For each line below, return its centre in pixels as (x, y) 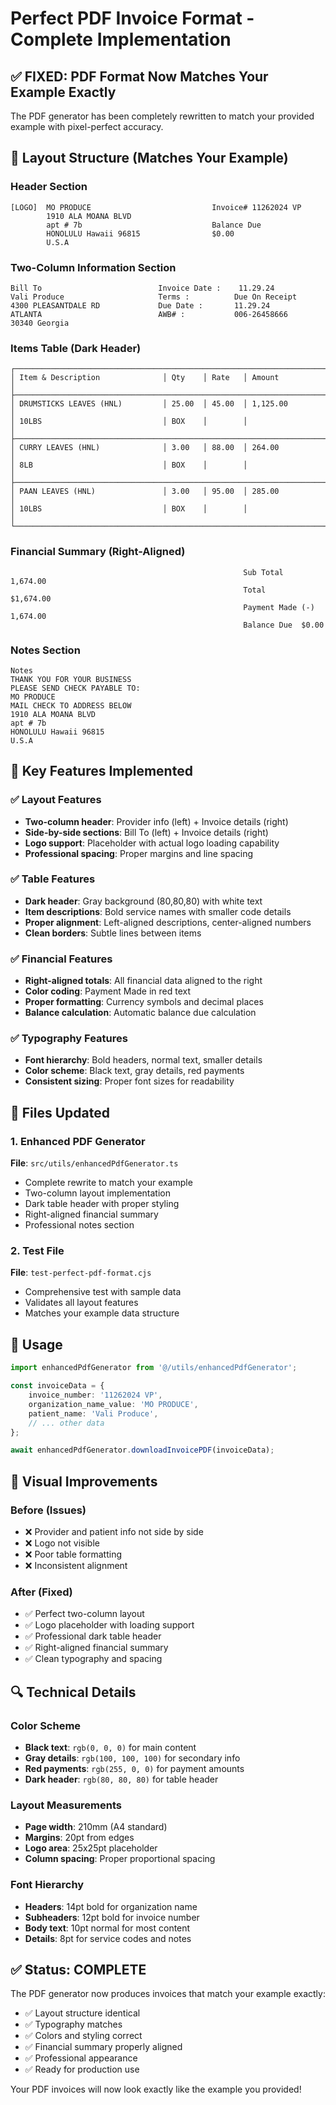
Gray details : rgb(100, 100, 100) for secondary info (132, 1758)
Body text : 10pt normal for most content (107, 1928)
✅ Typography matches (73, 2024)
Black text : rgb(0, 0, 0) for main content (110, 1747)
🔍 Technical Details (73, 1692)
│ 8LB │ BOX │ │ (129, 465)
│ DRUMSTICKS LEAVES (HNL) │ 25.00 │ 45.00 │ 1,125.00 (149, 404)
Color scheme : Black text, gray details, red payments (134, 1071)
